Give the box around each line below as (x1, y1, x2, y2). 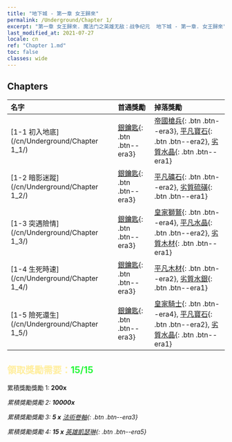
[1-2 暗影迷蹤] (10, 173, 59, 182)
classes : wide (7, 55, 48, 62)
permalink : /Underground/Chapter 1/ (7, 17, 113, 23)
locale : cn (7, 36, 39, 43)
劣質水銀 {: (180, 273, 213, 283)
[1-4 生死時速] (10, 264, 59, 273)
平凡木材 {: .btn (154, 263, 202, 273)
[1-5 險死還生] (10, 310, 59, 320)
